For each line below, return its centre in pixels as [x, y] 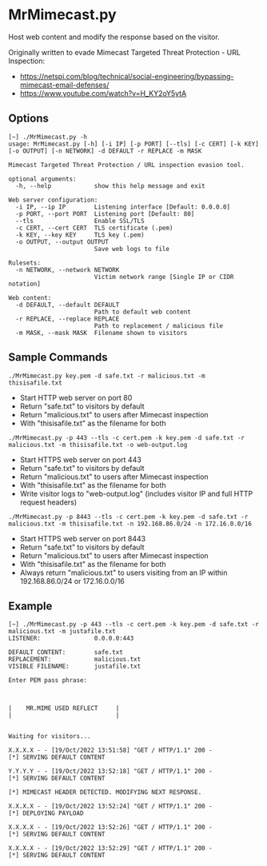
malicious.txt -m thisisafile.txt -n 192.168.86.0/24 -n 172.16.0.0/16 [130, 524]
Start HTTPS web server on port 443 [80, 459]
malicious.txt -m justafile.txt [62, 632]
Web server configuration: [53, 200]
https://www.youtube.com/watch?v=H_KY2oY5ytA [103, 93]
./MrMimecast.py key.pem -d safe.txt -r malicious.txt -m [107, 376]
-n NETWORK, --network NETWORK [68, 269]
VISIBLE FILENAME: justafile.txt [75, 666]
